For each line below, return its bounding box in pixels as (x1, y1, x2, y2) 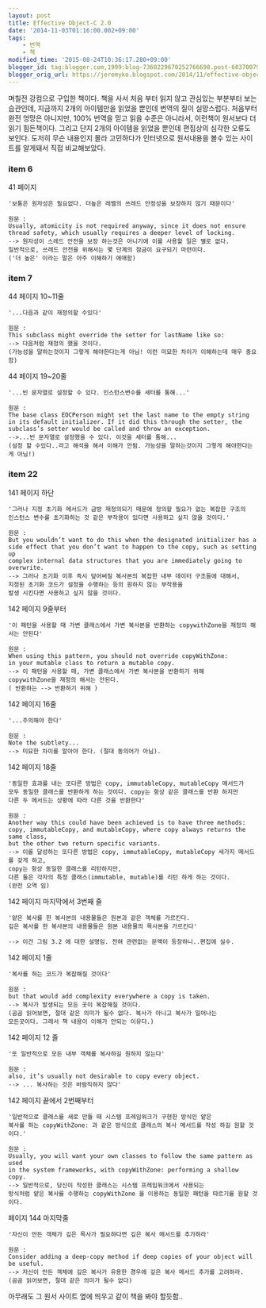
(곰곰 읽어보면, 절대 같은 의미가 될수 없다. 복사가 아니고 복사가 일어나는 (8, 1009, 218, 1017)
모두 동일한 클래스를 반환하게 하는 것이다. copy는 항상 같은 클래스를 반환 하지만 (8, 787, 239, 796)
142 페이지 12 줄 (8, 1033, 59, 1042)
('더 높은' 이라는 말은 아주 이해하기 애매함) (8, 254, 136, 262)
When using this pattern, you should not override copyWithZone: (8, 652, 228, 660)
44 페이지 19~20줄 (8, 371, 67, 381)
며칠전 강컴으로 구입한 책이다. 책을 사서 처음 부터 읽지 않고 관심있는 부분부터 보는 (8, 93, 257, 103)
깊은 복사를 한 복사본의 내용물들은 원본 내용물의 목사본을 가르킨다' (8, 922, 198, 930)
